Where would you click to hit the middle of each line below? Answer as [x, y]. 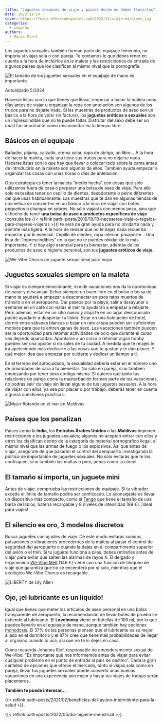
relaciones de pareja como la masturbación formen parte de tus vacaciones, [81, 379]
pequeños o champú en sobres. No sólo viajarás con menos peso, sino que [81, 209]
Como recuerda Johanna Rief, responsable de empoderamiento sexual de [79, 650]
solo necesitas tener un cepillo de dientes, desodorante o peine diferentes [80, 193]
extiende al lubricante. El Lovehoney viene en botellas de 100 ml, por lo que [81, 620]
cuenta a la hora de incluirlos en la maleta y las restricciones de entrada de [80, 61]
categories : [17, 23]
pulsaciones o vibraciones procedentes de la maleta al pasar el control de [79, 542]
